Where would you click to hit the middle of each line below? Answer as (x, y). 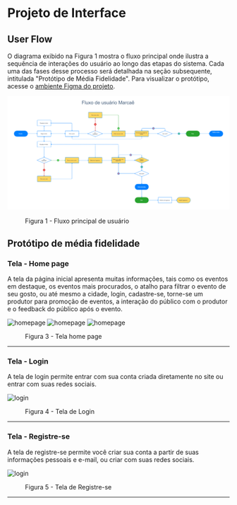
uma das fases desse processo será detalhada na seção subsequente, (110, 71)
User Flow (30, 39)
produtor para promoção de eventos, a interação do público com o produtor (117, 301)
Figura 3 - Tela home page (63, 337)
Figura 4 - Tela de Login (60, 412)
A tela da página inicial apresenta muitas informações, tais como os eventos (118, 279)
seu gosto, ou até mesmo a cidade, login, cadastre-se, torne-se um (105, 294)
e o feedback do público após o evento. (65, 309)
